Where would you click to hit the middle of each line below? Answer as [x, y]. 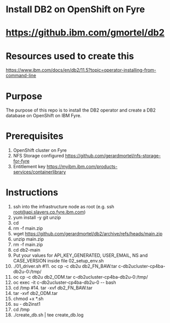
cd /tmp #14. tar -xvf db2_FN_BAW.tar [53, 288]
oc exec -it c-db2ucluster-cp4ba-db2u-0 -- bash [64, 282]
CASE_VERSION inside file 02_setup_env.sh [58, 261]
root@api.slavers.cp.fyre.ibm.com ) [49, 212]
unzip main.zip [28, 239]
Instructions [32, 193]
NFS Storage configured [39, 156]
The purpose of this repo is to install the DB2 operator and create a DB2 [81, 110]
